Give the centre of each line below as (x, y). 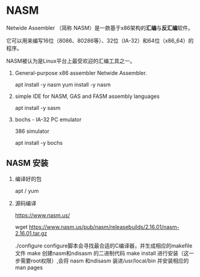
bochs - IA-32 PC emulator (48, 119)
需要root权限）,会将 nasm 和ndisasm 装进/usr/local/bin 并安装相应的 (105, 260)
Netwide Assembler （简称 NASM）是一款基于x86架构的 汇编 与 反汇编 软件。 (100, 28)
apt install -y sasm (38, 108)
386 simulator (32, 131)
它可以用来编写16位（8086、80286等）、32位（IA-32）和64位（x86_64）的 (100, 40)
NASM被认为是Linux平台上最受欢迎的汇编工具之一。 (71, 61)
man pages (29, 267)
